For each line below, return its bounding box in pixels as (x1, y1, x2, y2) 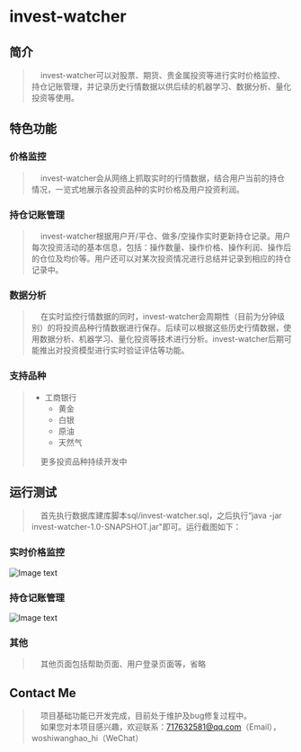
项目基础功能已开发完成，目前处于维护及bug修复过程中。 (40, 711, 252, 721)
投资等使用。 (31, 93, 79, 103)
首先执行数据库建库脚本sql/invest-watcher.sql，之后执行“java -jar (40, 510, 283, 521)
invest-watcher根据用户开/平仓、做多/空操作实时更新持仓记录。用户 (40, 230, 291, 241)
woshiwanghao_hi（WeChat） (31, 733, 144, 744)
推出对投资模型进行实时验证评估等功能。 (39, 345, 190, 356)
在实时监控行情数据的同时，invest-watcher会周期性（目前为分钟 (40, 311, 278, 322)
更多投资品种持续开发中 (40, 456, 128, 467)
